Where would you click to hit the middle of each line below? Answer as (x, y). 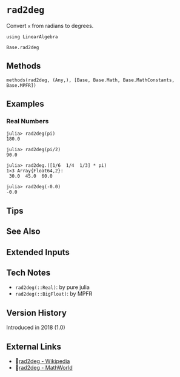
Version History (36, 313)
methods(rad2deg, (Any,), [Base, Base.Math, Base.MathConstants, (90, 80)
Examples (25, 104)
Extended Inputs (38, 252)
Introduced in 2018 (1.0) (36, 328)
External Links (34, 346)
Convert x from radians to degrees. (50, 25)
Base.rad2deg (23, 47)
